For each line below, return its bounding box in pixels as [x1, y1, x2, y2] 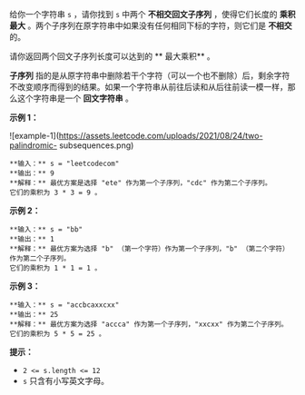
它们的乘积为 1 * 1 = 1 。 [9, 263, 102, 272]
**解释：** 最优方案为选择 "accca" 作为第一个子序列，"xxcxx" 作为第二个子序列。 [9, 320, 289, 329]
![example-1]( [9, 131, 60, 141]
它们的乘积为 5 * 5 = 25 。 [9, 330, 106, 339]
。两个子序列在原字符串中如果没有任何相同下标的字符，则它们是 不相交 [26, 20, 292, 31]
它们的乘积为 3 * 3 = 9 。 [9, 188, 102, 197]
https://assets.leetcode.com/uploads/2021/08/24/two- [58, 131, 263, 141]
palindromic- [9, 140, 57, 151]
